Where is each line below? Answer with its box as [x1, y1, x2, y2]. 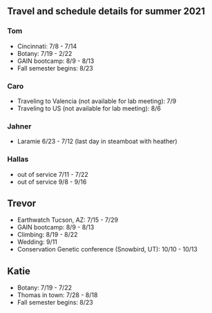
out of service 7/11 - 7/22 [17, 170, 88, 178]
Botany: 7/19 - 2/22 [17, 49, 73, 57]
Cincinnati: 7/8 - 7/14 [17, 41, 77, 50]
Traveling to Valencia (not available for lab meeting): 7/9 [17, 97, 177, 105]
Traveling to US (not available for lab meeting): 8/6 [17, 104, 161, 113]
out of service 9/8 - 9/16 [17, 178, 87, 186]
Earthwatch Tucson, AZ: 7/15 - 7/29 [17, 216, 119, 224]
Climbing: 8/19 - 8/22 [17, 231, 78, 239]
